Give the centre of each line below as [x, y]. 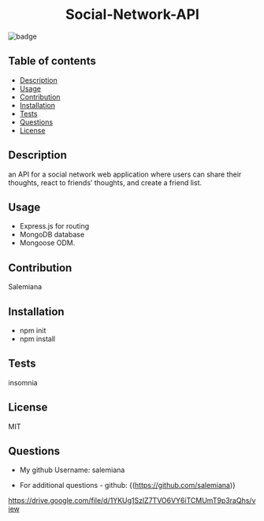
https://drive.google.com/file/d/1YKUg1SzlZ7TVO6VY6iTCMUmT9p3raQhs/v [132, 501]
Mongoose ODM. [47, 243]
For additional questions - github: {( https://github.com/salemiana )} [128, 486]
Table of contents [52, 61]
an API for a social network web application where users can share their [125, 174]
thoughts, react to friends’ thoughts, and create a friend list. [105, 182]
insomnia [23, 382]
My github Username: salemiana [72, 470]
